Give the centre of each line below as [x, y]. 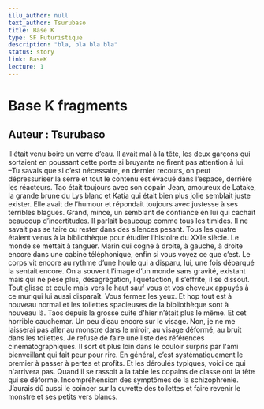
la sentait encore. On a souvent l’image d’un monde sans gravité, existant [127, 271]
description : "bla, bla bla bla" [63, 45]
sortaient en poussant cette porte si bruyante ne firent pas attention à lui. [127, 162]
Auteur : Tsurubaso [57, 135]
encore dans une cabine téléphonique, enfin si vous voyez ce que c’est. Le [129, 254]
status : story [32, 52]
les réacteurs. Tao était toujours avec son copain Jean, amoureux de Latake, [132, 187]
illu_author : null [38, 15]
